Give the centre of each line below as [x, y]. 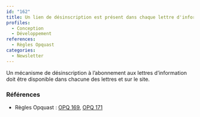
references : [21, 39]
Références [23, 94]
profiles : [18, 23]
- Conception [28, 28]
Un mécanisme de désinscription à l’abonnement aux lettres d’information [97, 72]
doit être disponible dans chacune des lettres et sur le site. [78, 79]
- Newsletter [28, 56]
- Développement [32, 34]
